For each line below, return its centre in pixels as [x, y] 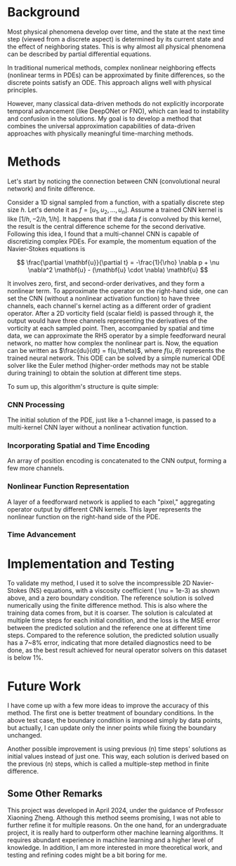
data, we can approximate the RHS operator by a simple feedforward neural [117, 335]
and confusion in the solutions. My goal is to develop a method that [105, 118]
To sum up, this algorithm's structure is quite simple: [83, 386]
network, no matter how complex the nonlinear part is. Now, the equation [113, 343]
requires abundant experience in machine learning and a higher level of [111, 840]
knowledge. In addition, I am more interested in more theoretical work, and [115, 848]
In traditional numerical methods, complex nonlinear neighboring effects [112, 67]
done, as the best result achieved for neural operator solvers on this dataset [117, 651]
